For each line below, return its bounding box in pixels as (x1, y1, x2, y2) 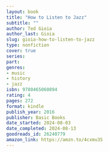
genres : (6, 64, 26, 71)
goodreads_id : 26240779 (6, 131, 66, 138)
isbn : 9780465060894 (6, 87, 58, 93)
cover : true (6, 48, 36, 54)
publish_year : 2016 (6, 109, 55, 115)
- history (6, 75, 31, 81)
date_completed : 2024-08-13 (6, 126, 77, 132)
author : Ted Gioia (6, 25, 52, 32)
